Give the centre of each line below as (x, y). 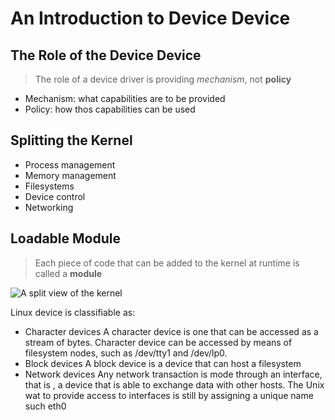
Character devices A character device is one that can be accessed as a (171, 331)
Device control (55, 196)
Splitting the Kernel (71, 140)
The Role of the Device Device (106, 55)
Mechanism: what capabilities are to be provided (125, 98)
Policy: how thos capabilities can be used (110, 109)
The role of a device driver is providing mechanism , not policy (163, 79)
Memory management (70, 175)
